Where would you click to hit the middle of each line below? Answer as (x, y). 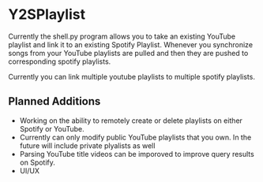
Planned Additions (54, 101)
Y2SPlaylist (47, 15)
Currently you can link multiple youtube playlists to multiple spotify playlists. (131, 76)
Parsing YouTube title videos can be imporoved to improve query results (137, 154)
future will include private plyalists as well (87, 145)
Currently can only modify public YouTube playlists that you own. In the (135, 137)
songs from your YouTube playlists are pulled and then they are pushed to (128, 53)
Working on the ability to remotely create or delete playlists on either (131, 121)
